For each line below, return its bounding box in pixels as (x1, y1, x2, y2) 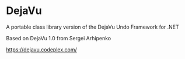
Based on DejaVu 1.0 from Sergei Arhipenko (6, 34, 111, 41)
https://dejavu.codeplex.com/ (6, 46, 77, 53)
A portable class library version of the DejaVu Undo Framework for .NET (6, 23, 179, 30)
